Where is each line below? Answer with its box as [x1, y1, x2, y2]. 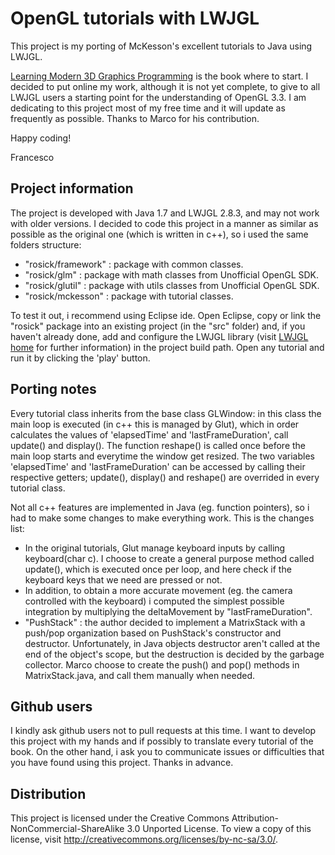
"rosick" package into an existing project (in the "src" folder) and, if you [10, 320, 306, 332]
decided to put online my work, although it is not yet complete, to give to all [10, 80, 321, 92]
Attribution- [231, 812, 280, 824]
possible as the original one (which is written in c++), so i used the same [10, 228, 309, 240]
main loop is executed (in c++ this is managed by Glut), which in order [10, 418, 300, 430]
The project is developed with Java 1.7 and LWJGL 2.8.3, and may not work [10, 207, 320, 219]
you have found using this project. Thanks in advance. [10, 757, 234, 769]
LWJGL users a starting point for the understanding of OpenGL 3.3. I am [10, 91, 307, 103]
